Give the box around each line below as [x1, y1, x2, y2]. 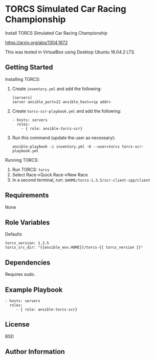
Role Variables [5, 218, 50, 226]
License [5, 320, 30, 329]
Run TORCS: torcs [12, 167, 50, 172]
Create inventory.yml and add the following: [12, 86, 102, 92]
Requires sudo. [5, 271, 36, 277]
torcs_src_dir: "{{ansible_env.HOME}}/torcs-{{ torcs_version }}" [5, 245, 143, 250]
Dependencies [5, 258, 50, 266]
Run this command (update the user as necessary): [12, 135, 116, 141]
